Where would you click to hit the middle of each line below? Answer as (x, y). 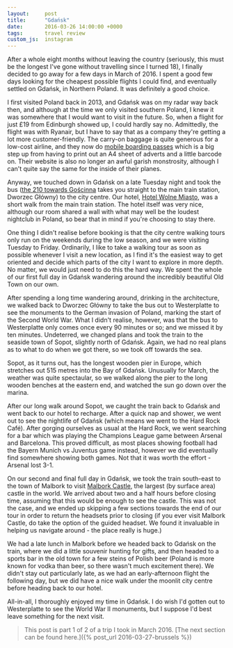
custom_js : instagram (40, 40)
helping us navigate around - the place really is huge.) (85, 530)
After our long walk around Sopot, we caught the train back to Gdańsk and (114, 406)
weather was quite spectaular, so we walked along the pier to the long (107, 378)
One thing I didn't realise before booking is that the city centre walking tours (116, 233)
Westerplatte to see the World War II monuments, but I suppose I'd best (110, 609)
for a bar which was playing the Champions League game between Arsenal (115, 436)
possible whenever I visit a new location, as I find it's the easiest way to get (115, 255)
